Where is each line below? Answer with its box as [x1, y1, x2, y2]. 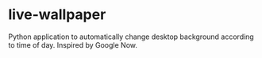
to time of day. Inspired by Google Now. [8, 40, 137, 49]
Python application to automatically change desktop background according [8, 32, 254, 41]
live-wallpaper [8, 6, 106, 24]
